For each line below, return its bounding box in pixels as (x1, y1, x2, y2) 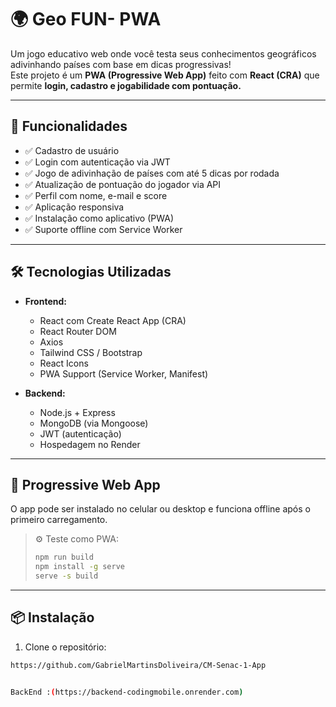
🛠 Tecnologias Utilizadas (10, 264, 172, 281)
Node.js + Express (39, 406, 116, 418)
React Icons (39, 357, 89, 369)
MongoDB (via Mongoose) (39, 417, 149, 429)
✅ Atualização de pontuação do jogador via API (24, 178, 222, 190)
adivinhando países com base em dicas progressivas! (10, 58, 232, 70)
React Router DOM (39, 325, 117, 337)
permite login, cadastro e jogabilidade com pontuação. (10, 79, 242, 91)
